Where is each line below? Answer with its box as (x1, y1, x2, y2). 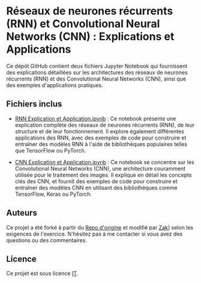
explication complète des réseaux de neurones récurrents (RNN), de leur (14, 121, 195, 129)
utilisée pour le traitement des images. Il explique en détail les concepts (14, 171, 192, 178)
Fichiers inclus (6, 99, 62, 109)
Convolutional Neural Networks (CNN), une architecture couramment (14, 165, 186, 172)
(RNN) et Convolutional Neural (6, 17, 160, 31)
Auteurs (6, 208, 38, 218)
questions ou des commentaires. (6, 236, 87, 244)
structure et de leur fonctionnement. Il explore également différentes (14, 127, 184, 135)
